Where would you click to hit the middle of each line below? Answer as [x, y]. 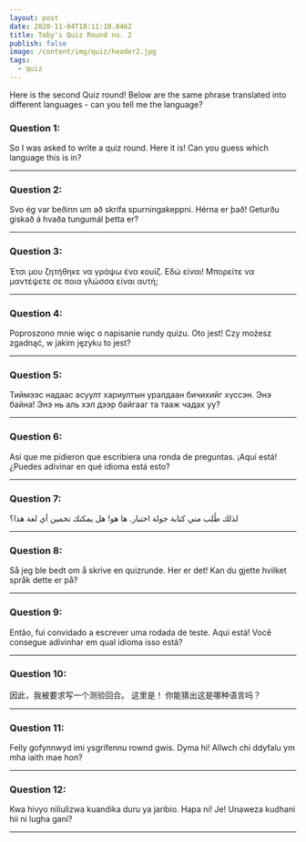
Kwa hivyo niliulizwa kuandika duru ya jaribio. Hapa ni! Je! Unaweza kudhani [153, 809]
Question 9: [36, 612]
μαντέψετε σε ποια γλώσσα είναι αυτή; [84, 281]
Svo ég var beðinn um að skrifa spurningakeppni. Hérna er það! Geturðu [144, 210]
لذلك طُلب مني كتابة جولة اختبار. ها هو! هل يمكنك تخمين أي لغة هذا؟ [124, 518]
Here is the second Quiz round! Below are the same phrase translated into [148, 94]
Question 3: [36, 252]
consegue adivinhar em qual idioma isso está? [96, 642]
